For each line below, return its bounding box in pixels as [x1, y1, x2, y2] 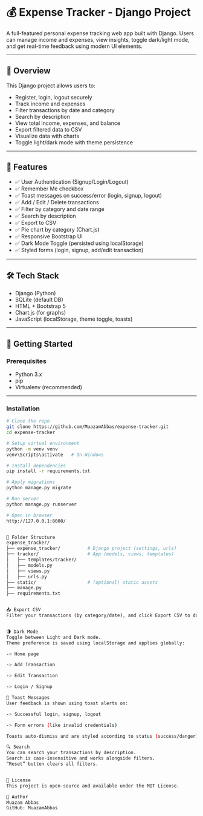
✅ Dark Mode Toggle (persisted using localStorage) [14, 239, 144, 247]
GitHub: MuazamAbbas [6, 805, 59, 811]
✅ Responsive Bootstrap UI [14, 232, 83, 240]
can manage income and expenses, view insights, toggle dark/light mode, [6, 36, 190, 43]
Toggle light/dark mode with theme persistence [14, 138, 134, 146]
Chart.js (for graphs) [14, 309, 66, 316]
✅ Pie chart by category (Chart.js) [14, 226, 100, 233]
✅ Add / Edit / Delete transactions [14, 198, 99, 206]
